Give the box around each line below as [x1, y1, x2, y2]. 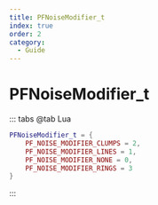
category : [9, 37, 46, 47]
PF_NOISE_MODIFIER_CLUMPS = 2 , [25, 138, 141, 147]
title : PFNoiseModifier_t [9, 12, 105, 22]
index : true [9, 21, 53, 30]
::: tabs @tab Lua [9, 114, 72, 124]
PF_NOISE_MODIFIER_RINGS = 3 [25, 163, 133, 173]
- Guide [17, 46, 46, 55]
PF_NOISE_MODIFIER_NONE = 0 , [25, 155, 133, 164]
